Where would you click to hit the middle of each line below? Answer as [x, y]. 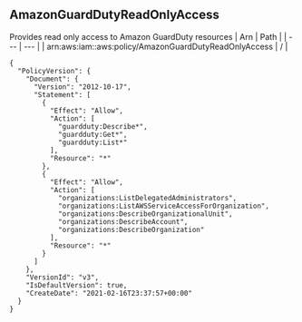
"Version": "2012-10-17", [82, 87]
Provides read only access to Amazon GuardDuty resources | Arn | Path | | [148, 36]
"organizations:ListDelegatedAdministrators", [147, 198]
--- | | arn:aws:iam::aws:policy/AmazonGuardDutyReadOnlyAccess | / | [156, 46]
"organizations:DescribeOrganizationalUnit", [145, 214]
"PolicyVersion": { [54, 71]
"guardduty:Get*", [93, 134]
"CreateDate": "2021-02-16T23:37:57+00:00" [109, 293]
